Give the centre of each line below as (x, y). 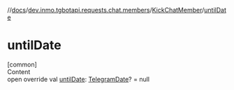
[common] (22, 64)
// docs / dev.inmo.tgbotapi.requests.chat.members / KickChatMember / (106, 10)
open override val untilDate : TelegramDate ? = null (79, 79)
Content (19, 71)
